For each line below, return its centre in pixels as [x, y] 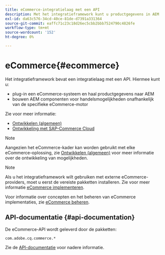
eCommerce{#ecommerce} [62, 65]
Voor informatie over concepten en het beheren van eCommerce [70, 197]
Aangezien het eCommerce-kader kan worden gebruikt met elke [70, 147]
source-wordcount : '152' [30, 32]
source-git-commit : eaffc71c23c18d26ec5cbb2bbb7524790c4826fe [70, 23]
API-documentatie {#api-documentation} [70, 217]
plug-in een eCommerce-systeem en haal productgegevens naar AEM [83, 94]
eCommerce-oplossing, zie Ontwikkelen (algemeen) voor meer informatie [80, 153]
